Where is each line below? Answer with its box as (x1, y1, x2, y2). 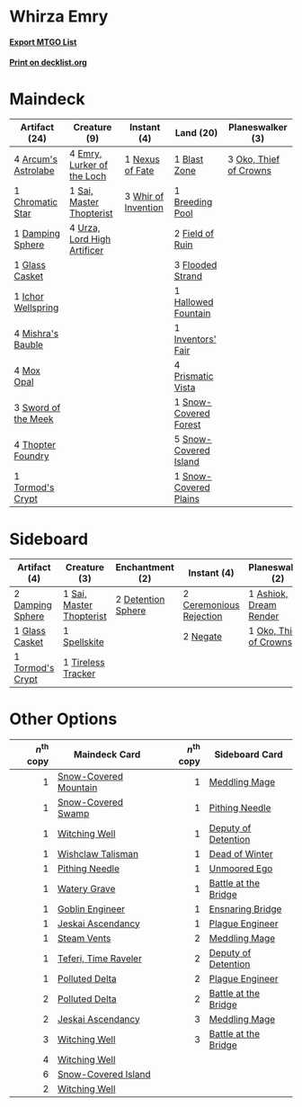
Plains (173, 493, 200, 505)
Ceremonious (182, 599, 240, 612)
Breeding (173, 196, 213, 209)
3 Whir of (124, 191, 164, 203)
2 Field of (173, 228, 215, 240)
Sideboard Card (214, 748, 283, 761)
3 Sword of (13, 402, 61, 415)
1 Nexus (124, 153, 160, 165)
